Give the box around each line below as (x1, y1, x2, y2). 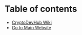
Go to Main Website (11, 24, 52, 30)
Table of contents (4, 3, 78, 15)
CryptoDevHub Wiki (11, 19, 52, 25)
